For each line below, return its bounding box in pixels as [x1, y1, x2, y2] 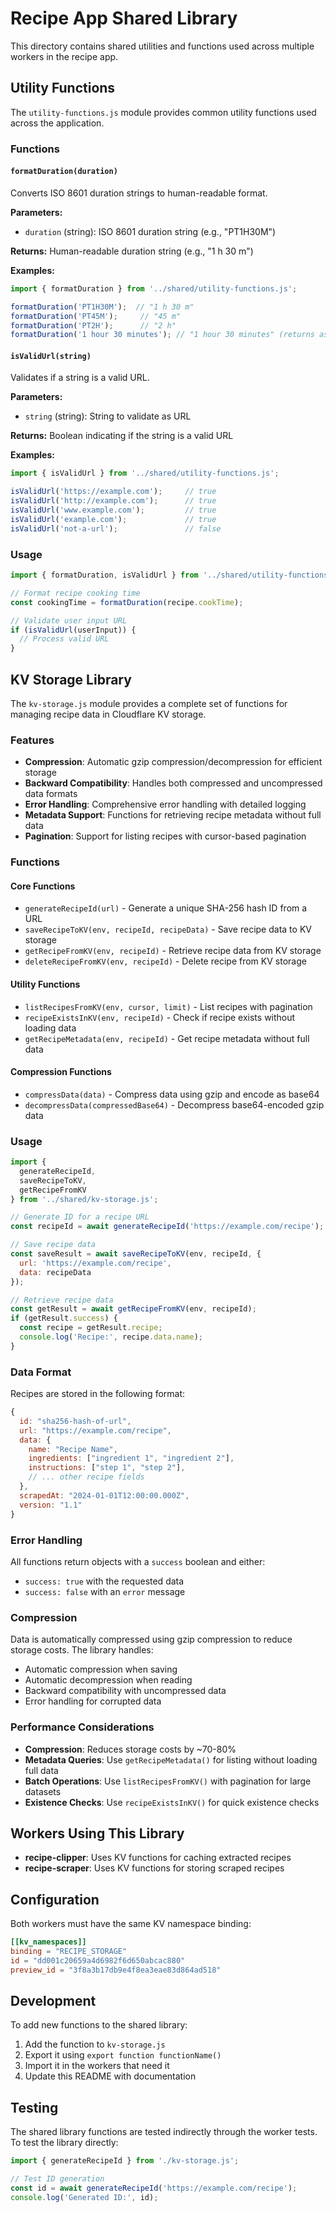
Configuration [10, 1891, 100, 1908]
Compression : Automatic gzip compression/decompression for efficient [24, 756, 323, 768]
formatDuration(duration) [10, 167, 118, 177]
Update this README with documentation [24, 2070, 197, 2082]
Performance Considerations [10, 1720, 155, 1734]
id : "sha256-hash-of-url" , [19, 1416, 132, 1426]
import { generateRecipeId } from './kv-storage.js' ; [10, 2156, 240, 2166]
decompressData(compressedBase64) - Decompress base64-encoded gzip [24, 1098, 325, 1111]
